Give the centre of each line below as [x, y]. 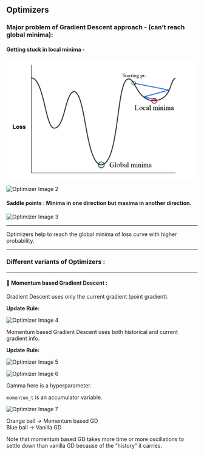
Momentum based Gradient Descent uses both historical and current [92, 332]
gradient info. [23, 339]
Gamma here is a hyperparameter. [49, 386]
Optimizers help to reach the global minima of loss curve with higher [92, 234]
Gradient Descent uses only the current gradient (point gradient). [87, 297]
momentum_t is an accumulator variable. [54, 397]
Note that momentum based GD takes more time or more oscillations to [95, 439]
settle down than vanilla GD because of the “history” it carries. [84, 446]
